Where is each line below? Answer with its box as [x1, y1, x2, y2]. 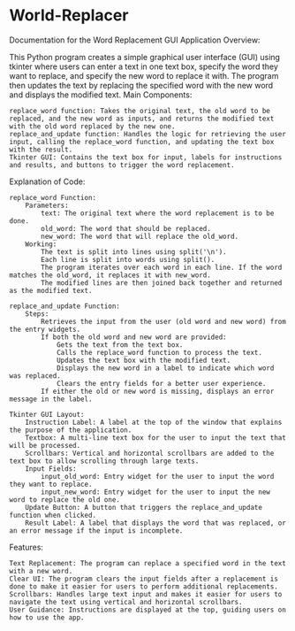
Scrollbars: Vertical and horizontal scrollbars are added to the [25, 449, 275, 458]
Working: [25, 240, 57, 249]
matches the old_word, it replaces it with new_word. [9, 271, 212, 280]
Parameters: [25, 201, 69, 210]
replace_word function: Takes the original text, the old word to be [9, 106, 271, 115]
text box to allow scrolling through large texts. [9, 457, 200, 466]
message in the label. [9, 395, 93, 404]
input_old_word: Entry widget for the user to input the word [41, 472, 275, 481]
